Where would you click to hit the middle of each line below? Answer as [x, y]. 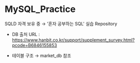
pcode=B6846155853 [34, 45]
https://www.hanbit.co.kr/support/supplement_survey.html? [73, 40]
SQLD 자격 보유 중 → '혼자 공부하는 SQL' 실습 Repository [61, 23]
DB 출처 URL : [26, 34]
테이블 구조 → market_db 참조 [41, 55]
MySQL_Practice [40, 9]
